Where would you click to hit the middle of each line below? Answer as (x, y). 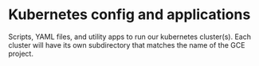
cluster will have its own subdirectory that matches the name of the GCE (127, 45)
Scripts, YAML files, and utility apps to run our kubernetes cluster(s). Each (129, 37)
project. (21, 53)
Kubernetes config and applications (129, 15)
